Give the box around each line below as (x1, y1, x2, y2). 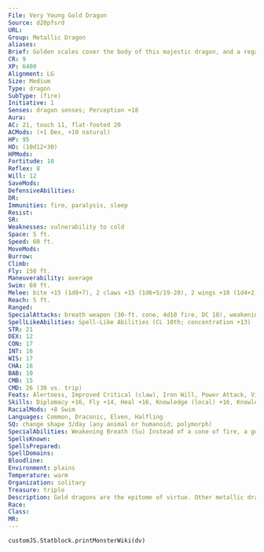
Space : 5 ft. (8, 231, 51, 239)
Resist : (8, 209, 34, 217)
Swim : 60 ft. (8, 282, 51, 290)
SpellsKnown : (8, 435, 51, 443)
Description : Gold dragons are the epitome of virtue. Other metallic (8, 493, 244, 501)
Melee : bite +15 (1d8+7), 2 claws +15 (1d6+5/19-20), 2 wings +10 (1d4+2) (8, 289, 258, 297)
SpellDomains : (8, 449, 55, 458)
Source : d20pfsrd (8, 19, 65, 27)
